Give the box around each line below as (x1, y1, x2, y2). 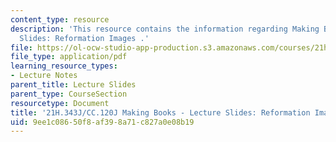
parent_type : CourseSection (10, 89, 128, 99)
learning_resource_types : (10, 61, 118, 71)
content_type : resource (10, 14, 110, 25)
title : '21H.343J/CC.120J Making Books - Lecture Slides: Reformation (10, 107, 311, 118)
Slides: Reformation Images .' (19, 33, 150, 43)
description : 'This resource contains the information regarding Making (10, 24, 320, 34)
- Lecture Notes (10, 71, 78, 81)
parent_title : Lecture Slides (10, 80, 137, 90)
